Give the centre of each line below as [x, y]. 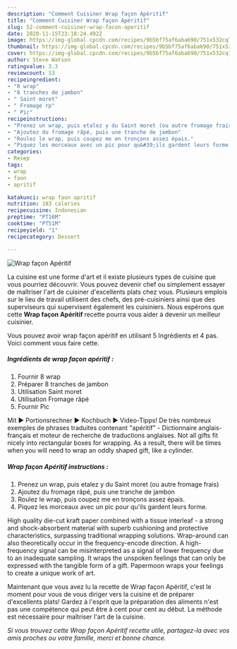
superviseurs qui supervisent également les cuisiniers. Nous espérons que [116, 306]
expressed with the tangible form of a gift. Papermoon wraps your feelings [115, 566]
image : [17, 40]
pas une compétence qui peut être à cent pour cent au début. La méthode [115, 609]
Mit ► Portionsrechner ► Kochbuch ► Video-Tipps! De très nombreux [109, 420]
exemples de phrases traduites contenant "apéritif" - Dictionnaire [102, 428]
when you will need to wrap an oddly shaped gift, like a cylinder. [101, 451]
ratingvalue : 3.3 [33, 66]
